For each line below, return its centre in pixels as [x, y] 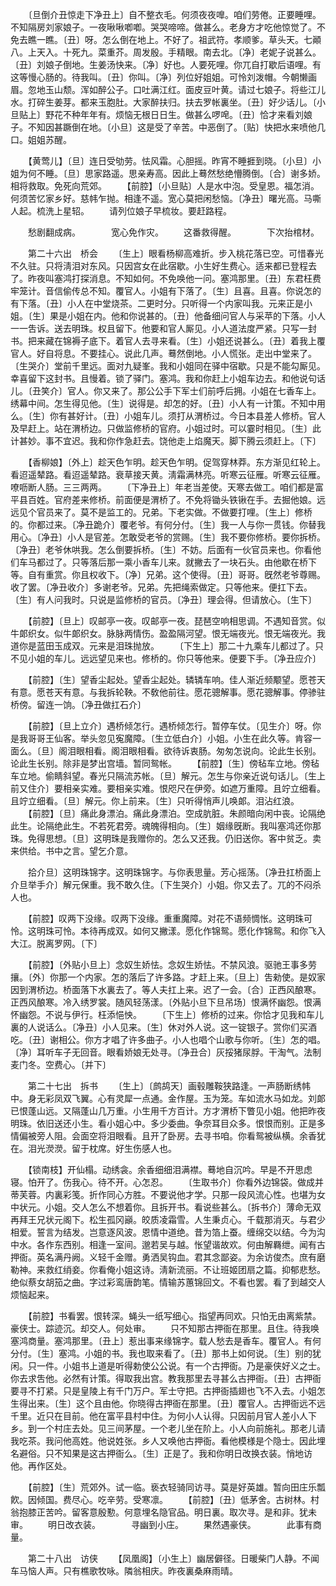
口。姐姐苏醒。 [41, 139]
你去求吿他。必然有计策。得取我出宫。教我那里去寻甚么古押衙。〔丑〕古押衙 [166, 1378]
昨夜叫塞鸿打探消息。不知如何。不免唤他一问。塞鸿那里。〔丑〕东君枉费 [174, 278]
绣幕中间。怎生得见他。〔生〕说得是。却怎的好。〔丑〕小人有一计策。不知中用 [168, 403]
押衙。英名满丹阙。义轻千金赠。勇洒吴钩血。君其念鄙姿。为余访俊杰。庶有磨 [168, 1257]
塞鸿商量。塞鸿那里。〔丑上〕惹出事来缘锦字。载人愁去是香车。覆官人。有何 [166, 1341]
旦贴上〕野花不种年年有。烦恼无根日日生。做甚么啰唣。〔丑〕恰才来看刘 [157, 114]
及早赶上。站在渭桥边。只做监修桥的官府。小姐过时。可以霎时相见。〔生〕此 [166, 428]
